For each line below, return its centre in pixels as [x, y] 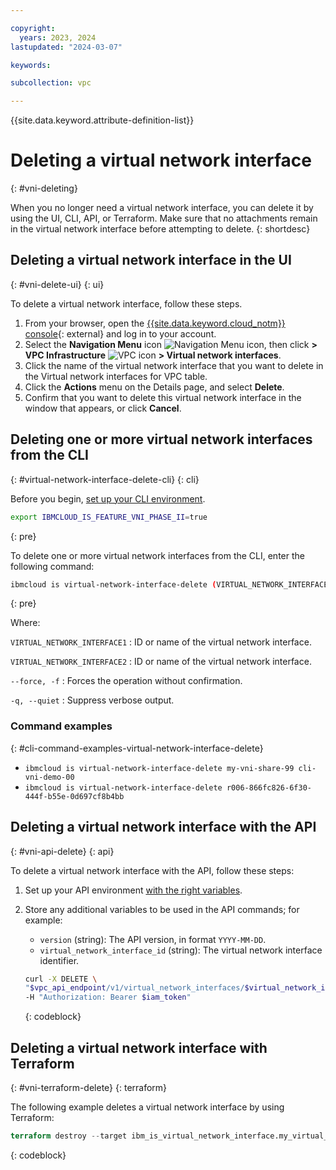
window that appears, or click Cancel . [103, 408]
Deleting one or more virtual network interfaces [161, 439]
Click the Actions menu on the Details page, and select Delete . [154, 387]
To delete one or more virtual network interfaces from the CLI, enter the [157, 555]
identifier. [59, 960]
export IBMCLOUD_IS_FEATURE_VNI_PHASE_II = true [109, 517]
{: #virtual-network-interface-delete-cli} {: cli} [105, 479]
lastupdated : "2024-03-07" [66, 47]
